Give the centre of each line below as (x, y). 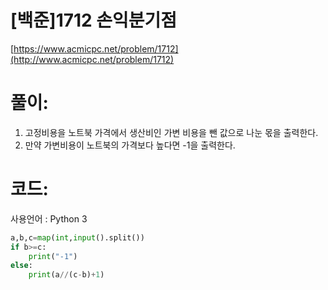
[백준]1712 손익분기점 (94, 20)
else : (21, 266)
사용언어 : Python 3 (49, 218)
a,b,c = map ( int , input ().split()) (77, 237)
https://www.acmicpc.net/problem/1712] (96, 48)
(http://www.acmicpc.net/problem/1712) (92, 59)
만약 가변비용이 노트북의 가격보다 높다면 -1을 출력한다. (130, 145)
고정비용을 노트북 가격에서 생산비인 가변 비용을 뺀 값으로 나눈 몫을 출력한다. (171, 132)
